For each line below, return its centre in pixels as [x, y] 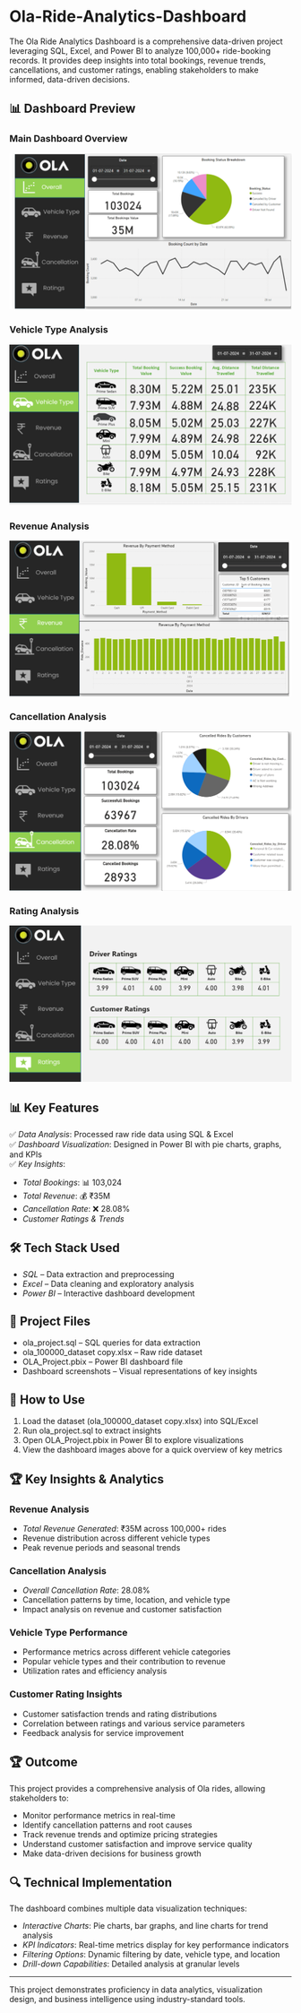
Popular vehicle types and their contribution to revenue [124, 1662]
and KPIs [26, 1154]
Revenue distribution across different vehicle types [116, 1538]
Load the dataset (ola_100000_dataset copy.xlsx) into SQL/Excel [140, 1421]
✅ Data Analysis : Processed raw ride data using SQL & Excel [121, 1134]
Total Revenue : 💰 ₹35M [66, 1196]
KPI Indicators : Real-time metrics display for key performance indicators [155, 1945]
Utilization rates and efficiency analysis [95, 1671]
